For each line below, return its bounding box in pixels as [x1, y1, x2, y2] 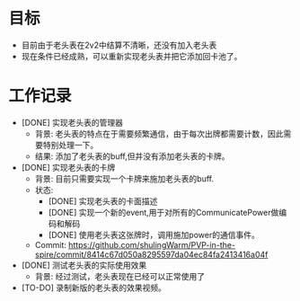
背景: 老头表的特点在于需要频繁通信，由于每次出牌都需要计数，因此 [34, 128, 284, 139]
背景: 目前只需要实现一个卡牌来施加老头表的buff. [34, 173, 215, 184]
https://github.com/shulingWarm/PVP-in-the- [67, 239, 235, 250]
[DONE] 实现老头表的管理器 [21, 117, 123, 128]
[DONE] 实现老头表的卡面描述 [48, 195, 158, 207]
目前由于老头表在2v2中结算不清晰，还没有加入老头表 [21, 40, 217, 50]
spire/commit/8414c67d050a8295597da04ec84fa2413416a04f [34, 249, 269, 260]
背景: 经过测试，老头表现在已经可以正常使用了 [34, 270, 206, 281]
